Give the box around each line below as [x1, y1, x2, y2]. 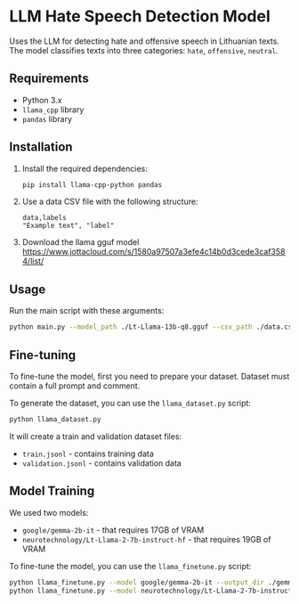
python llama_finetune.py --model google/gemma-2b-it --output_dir [9, 577, 265, 587]
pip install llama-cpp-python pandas [21, 180, 163, 189]
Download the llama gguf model [21, 237, 140, 248]
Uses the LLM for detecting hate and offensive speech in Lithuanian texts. [9, 36, 280, 46]
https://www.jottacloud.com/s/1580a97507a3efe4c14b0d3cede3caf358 [21, 247, 286, 257]
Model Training [9, 484, 95, 499]
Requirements [9, 71, 89, 86]
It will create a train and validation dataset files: [9, 430, 182, 442]
